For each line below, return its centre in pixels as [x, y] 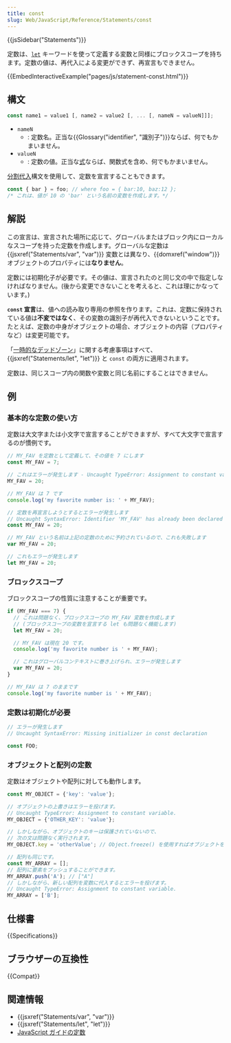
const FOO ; [23, 746]
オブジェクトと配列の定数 [49, 765]
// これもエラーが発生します [43, 557]
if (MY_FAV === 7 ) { [37, 611]
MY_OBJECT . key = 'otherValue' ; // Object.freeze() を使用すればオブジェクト [113, 845]
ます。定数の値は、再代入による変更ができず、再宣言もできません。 [103, 62]
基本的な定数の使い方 [42, 418]
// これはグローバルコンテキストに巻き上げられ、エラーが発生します [97, 662]
